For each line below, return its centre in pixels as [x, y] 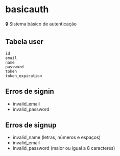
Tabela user [25, 42]
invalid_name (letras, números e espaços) [57, 137]
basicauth [27, 9]
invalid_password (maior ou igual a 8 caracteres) [64, 148]
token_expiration [24, 76]
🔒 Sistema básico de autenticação [41, 23]
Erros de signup [31, 125]
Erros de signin [30, 92]
